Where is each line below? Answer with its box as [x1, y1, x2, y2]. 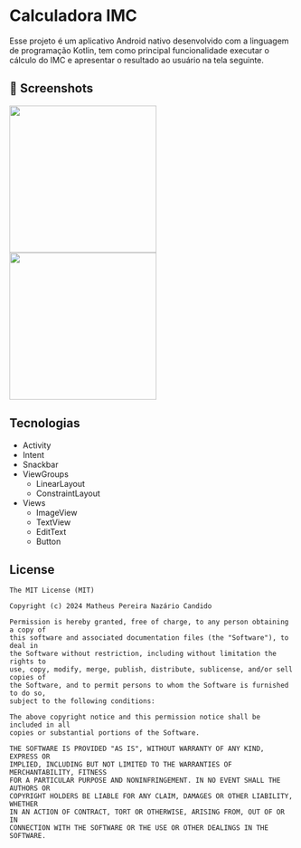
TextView [35, 517, 71, 528]
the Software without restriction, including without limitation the [9, 649, 277, 659]
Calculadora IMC [9, 5, 137, 26]
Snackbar [22, 459, 59, 470]
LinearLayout [35, 478, 86, 489]
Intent [22, 449, 45, 460]
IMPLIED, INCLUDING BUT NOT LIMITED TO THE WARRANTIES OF [9, 760, 232, 769]
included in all [9, 720, 71, 729]
